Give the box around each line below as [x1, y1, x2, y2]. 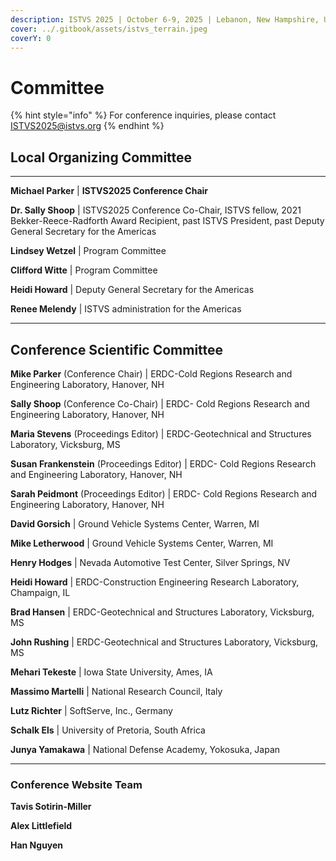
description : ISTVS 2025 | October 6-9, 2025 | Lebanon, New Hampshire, [10, 14, 320, 25]
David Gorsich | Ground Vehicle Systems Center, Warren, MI [10, 517, 260, 530]
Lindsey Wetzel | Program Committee [10, 245, 167, 257]
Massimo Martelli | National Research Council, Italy [10, 685, 223, 697]
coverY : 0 [10, 33, 52, 43]
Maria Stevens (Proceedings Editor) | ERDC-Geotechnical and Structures [10, 427, 312, 440]
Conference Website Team [10, 777, 143, 791]
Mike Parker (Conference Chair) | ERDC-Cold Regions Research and [10, 367, 293, 380]
